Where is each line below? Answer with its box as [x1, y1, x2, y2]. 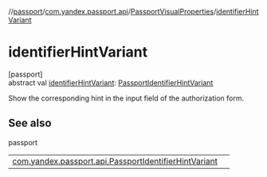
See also [8, 116, 52, 130]
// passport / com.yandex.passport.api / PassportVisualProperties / [8, 7, 217, 16]
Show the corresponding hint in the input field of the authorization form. [8, 93, 245, 103]
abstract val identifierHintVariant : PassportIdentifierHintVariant [8, 77, 214, 87]
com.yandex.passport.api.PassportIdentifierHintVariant [12, 155, 218, 167]
